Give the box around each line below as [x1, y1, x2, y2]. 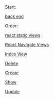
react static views [5, 33, 40, 38]
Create [5, 70, 19, 76]
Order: [5, 23, 18, 29]
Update [5, 89, 20, 94]
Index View [5, 51, 28, 57]
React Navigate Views [5, 42, 49, 48]
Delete [5, 61, 18, 66]
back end [5, 14, 24, 19]
